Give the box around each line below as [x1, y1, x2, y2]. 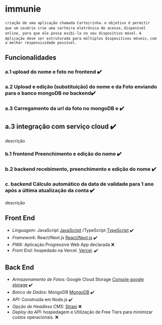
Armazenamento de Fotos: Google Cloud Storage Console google [12, 276, 144, 282]
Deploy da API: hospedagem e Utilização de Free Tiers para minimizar [12, 309, 153, 315]
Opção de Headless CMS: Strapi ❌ [12, 304, 82, 309]
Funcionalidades [5, 54, 57, 62]
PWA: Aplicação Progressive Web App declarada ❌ [12, 242, 115, 247]
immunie [5, 3, 41, 15]
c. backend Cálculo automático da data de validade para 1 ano [5, 181, 154, 187]
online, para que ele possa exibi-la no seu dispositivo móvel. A [5, 31, 142, 36]
